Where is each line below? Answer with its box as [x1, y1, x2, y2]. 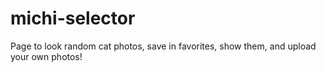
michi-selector [10, 7, 136, 30]
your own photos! [10, 50, 83, 62]
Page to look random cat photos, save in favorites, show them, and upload [10, 40, 317, 52]
